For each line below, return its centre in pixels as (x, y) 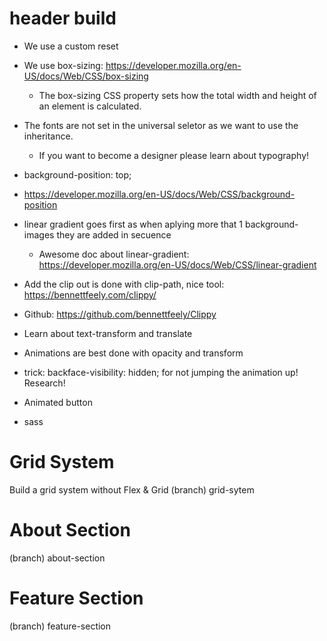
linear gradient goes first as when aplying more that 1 (133, 224)
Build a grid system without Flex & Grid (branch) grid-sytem (132, 489)
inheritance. (48, 136)
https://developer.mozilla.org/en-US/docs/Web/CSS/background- (159, 194)
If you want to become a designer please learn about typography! (174, 155)
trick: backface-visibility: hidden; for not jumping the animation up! (161, 372)
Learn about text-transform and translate (108, 333)
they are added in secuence (114, 234)
